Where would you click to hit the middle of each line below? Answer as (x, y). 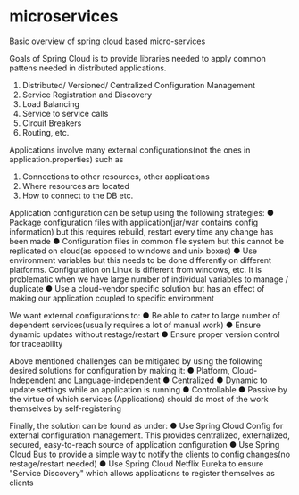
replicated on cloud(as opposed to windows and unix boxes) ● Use (133, 251)
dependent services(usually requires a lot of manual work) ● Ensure (135, 325)
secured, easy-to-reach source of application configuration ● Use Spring (145, 444)
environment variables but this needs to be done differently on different (141, 260)
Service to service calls (65, 113)
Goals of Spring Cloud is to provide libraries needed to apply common (137, 58)
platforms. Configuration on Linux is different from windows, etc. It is (135, 269)
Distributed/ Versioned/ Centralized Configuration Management (139, 85)
